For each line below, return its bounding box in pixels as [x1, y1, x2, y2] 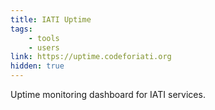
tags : [10, 24, 33, 34]
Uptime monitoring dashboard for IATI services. [10, 89, 206, 100]
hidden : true [10, 61, 65, 71]
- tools [28, 33, 60, 43]
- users [28, 42, 60, 53]
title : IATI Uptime [10, 14, 92, 25]
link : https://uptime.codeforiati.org [10, 52, 172, 62]
